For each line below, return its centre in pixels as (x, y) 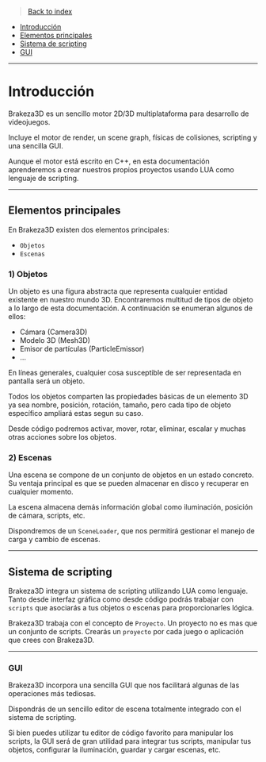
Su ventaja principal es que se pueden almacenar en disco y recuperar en (129, 483)
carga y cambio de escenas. (54, 540)
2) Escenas (30, 457)
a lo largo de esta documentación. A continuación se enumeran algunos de (131, 308)
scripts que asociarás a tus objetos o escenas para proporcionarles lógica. (131, 608)
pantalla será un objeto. (47, 381)
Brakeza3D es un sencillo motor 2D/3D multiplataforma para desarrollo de (129, 114)
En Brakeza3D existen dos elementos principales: (89, 229)
